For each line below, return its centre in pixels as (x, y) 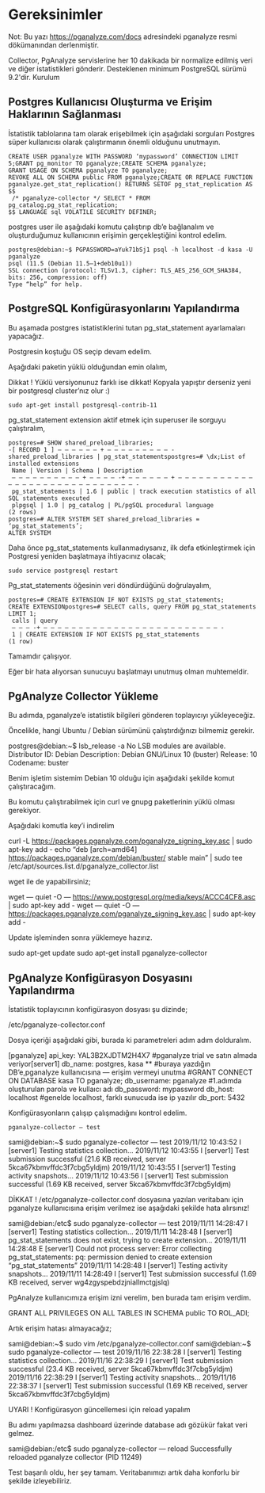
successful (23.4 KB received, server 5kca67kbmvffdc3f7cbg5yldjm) (121, 1369)
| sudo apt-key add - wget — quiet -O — (74, 906)
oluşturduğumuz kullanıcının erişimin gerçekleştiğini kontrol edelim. (117, 235)
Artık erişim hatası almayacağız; (60, 1328)
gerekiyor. (25, 811)
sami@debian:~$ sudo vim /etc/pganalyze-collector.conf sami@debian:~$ (130, 1344)
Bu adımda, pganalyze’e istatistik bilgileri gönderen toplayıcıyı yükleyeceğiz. (132, 716)
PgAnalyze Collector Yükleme (83, 696)
